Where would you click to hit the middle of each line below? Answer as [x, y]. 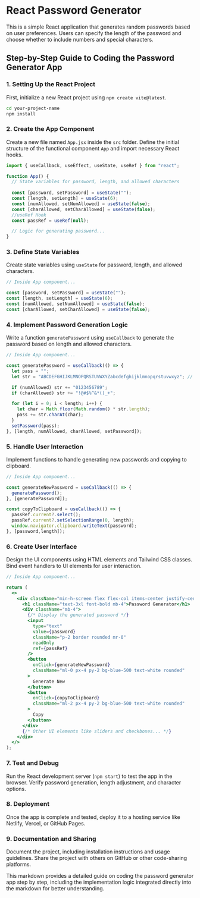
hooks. [15, 155]
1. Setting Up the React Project [51, 84]
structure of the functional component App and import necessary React [93, 148]
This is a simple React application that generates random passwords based [98, 27]
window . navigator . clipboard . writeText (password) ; [74, 526]
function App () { [28, 176]
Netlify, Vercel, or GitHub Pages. [46, 823]
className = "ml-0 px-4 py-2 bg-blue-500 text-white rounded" [109, 671]
